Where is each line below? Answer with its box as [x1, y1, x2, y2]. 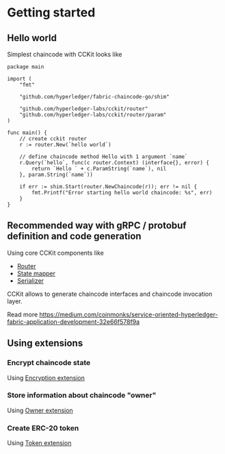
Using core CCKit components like [7, 249, 104, 257]
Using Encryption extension [7, 373, 85, 381]
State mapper [16, 269, 56, 277]
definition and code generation [7, 231, 142, 242]
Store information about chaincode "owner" [7, 390, 157, 400]
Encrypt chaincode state [7, 358, 91, 368]
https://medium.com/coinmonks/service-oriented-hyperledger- [39, 310, 218, 318]
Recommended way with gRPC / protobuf [7, 220, 187, 231]
